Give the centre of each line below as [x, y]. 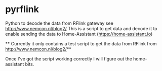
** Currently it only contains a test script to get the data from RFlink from [81, 43]
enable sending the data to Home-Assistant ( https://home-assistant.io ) [79, 34]
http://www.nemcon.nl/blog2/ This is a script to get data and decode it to [82, 28]
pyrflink [22, 9]
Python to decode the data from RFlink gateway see [59, 23]
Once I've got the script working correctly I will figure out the [69, 58]
